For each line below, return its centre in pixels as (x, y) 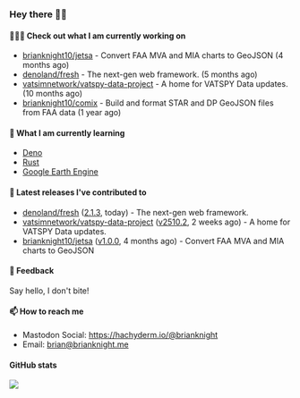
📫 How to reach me (47, 311)
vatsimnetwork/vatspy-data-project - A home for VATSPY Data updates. (155, 84)
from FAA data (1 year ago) (72, 113)
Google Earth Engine (60, 172)
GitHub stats (33, 365)
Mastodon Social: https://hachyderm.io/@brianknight (120, 334)
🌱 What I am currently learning (67, 132)
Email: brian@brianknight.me (75, 344)
